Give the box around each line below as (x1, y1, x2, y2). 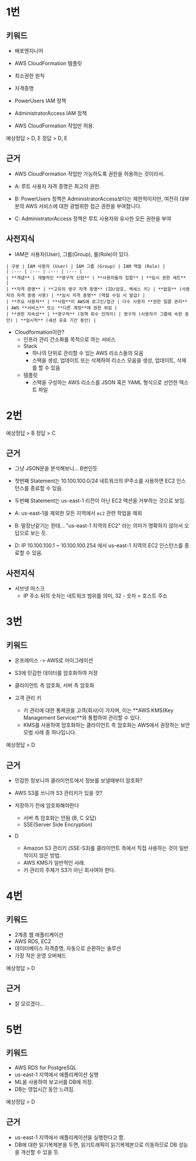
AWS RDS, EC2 (14, 938, 51, 945)
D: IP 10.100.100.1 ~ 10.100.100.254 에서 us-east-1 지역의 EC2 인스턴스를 (14, 542, 183, 549)
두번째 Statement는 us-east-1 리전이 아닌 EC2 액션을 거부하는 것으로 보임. (14, 497, 186, 504)
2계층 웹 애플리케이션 (14, 931, 64, 938)
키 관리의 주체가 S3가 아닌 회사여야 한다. (23, 867, 116, 873)
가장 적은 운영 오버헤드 (14, 952, 67, 959)
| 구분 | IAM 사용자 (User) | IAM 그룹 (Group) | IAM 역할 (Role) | (6, 263, 166, 269)
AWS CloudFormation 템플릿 (14, 60, 82, 66)
